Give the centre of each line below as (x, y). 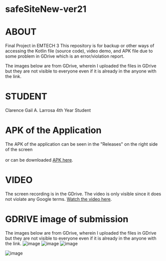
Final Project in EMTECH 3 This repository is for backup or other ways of (80, 46)
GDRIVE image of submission (67, 219)
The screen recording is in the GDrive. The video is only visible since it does (83, 194)
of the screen (19, 149)
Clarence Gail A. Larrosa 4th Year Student (48, 110)
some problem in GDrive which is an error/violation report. (65, 56)
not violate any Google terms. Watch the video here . (59, 199)
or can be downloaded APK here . (39, 160)
